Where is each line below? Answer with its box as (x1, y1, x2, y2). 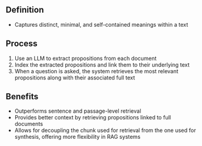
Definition (5, 5, 44, 15)
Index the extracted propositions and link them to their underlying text (14, 61, 190, 68)
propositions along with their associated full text (14, 74, 135, 81)
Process (5, 39, 38, 49)
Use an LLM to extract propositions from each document (14, 55, 157, 62)
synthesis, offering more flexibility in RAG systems (14, 133, 141, 141)
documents (14, 121, 43, 128)
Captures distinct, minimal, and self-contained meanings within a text (14, 21, 189, 28)
